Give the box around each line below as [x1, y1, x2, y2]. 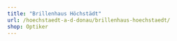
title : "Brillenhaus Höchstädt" [7, 10, 101, 17]
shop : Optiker [7, 23, 49, 30]
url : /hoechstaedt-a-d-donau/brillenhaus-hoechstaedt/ [7, 17, 171, 24]
